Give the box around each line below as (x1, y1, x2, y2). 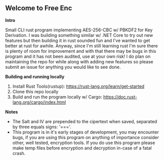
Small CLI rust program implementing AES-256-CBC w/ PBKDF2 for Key (5, 27, 153, 33)
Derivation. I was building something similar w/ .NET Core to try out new (5, 32, 153, 38)
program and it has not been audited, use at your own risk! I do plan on (5, 53, 151, 59)
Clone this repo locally (12, 88, 59, 94)
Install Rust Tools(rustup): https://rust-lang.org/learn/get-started (12, 83, 145, 89)
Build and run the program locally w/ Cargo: (12, 94, 102, 100)
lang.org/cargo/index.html (12, 99, 66, 105)
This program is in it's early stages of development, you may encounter (12, 129, 159, 135)
